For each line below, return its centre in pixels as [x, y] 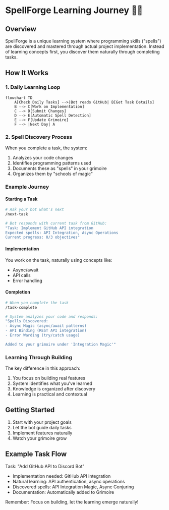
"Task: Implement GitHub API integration [49, 228]
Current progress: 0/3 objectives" [43, 237]
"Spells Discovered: [27, 321]
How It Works [27, 73]
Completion [18, 292]
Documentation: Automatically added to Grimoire [63, 492]
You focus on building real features [49, 378]
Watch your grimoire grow [40, 438]
